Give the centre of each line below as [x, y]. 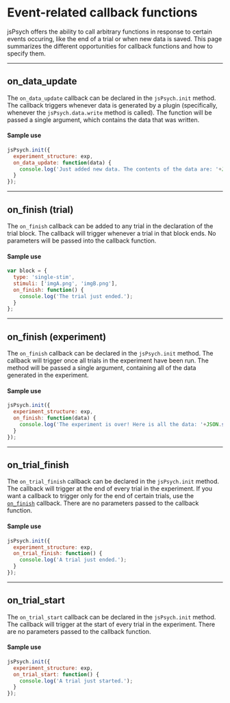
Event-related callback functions [102, 13]
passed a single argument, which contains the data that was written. [103, 120]
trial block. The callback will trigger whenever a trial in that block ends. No [112, 234]
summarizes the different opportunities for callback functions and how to [110, 46]
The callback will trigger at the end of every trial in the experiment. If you [110, 489]
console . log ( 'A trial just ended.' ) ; [73, 560]
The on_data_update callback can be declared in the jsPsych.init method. [112, 98]
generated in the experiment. [48, 375]
